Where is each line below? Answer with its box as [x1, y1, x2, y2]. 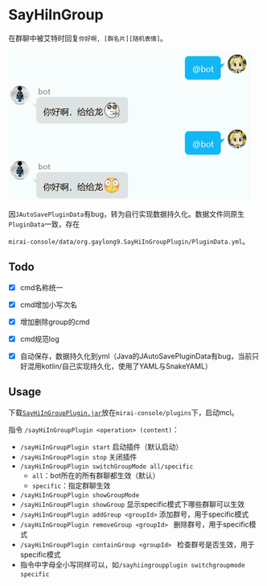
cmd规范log [19, 334, 60, 343]
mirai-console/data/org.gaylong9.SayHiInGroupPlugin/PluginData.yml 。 [8, 236, 250, 246]
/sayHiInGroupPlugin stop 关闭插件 [19, 451, 138, 461]
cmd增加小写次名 [19, 300, 78, 310]
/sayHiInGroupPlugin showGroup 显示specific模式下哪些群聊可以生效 [19, 499, 245, 509]
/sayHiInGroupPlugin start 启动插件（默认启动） [19, 442, 183, 451]
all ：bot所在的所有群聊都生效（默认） [31, 470, 160, 480]
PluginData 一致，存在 [8, 219, 80, 229]
